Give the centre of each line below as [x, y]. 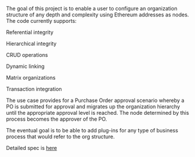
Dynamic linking [25, 66]
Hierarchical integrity [31, 44]
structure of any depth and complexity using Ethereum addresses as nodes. [97, 15]
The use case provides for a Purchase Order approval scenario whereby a [95, 100]
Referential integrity [30, 32]
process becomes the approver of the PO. [57, 119]
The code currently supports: [42, 21]
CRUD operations [27, 55]
